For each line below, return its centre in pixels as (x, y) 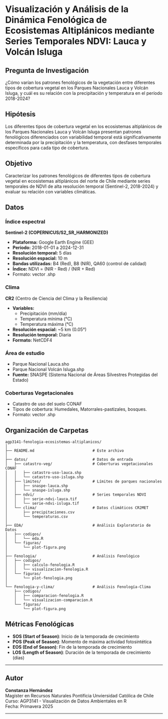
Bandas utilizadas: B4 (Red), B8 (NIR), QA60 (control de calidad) (79, 264)
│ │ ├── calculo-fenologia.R (40, 565)
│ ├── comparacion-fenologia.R (49, 596)
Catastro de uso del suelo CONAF (47, 404)
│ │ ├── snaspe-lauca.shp (37, 486)
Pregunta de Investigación (47, 71)
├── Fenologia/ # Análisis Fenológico (72, 556)
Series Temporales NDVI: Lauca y (76, 41)
